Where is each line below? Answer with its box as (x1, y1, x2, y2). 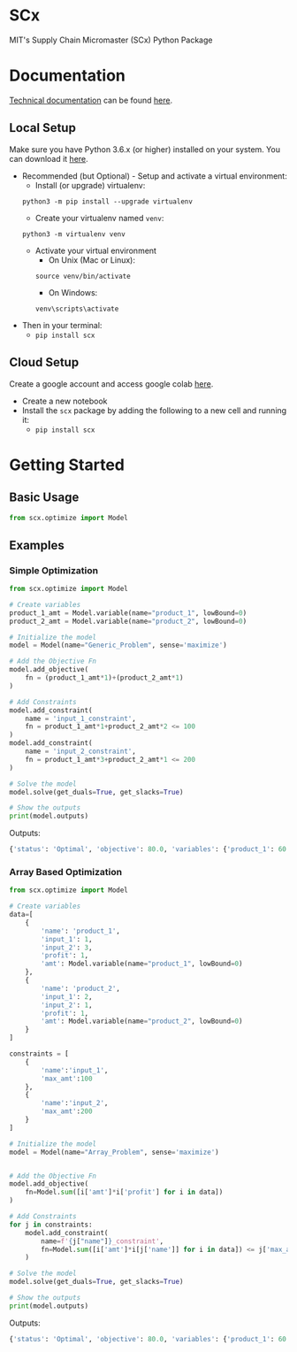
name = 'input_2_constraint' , (25, 747, 137, 757)
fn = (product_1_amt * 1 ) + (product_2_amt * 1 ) (25, 673, 184, 682)
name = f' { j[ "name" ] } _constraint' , (41, 1236, 164, 1246)
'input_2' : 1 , (41, 1001, 93, 1010)
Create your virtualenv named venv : (34, 212, 164, 223)
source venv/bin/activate (34, 272, 131, 280)
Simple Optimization (9, 564, 99, 576)
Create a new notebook (21, 396, 108, 406)
